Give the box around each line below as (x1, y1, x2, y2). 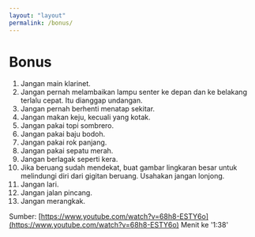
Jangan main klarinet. (20, 79, 92, 88)
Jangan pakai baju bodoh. (20, 130, 106, 139)
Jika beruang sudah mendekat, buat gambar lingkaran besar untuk (20, 163, 238, 172)
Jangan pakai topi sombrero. (20, 121, 114, 130)
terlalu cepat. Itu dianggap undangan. (20, 96, 143, 105)
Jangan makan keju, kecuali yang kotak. (20, 112, 151, 122)
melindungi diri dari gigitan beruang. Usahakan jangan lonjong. (20, 171, 225, 181)
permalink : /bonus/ (9, 19, 73, 27)
